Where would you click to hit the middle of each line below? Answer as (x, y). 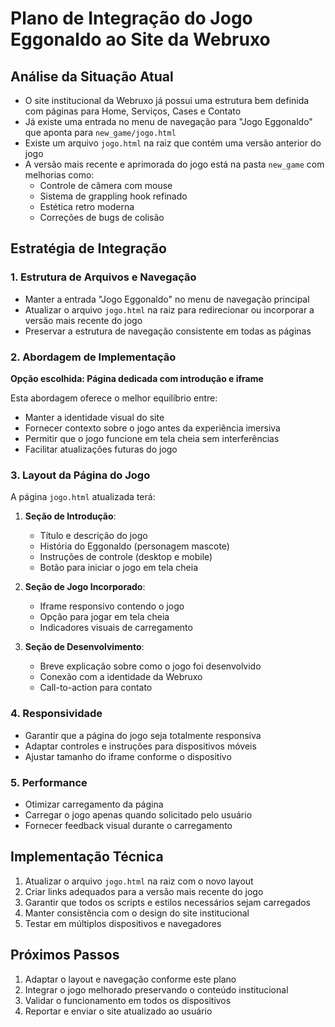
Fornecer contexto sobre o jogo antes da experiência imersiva (152, 428)
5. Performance (49, 782)
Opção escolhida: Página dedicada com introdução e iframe (137, 378)
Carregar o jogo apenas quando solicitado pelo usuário (138, 814)
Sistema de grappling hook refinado (113, 196)
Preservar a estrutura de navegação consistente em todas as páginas (168, 331)
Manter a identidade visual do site (94, 417)
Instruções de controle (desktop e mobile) (126, 557)
